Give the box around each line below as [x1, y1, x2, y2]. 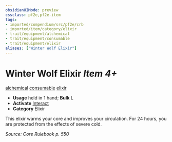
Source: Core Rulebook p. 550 [5, 131, 69, 137]
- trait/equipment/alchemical [5, 31, 70, 36]
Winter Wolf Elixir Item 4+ [5, 68, 117, 79]
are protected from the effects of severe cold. [5, 121, 102, 127]
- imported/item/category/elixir [5, 27, 77, 32]
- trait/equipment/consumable [5, 36, 70, 42]
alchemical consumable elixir [5, 85, 67, 91]
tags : [5, 17, 17, 22]
